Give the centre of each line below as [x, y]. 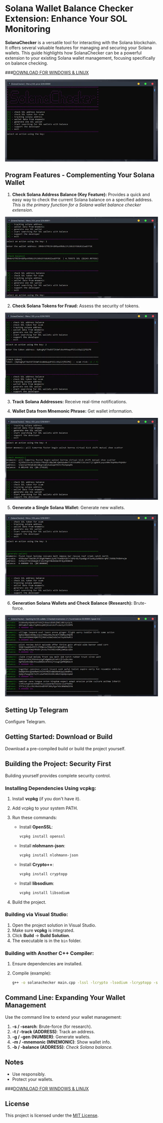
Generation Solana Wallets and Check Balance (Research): [72, 603]
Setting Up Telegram [37, 710]
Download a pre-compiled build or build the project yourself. [65, 748]
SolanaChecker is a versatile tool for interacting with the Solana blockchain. [81, 42]
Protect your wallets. [33, 1079]
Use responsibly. [29, 1074]
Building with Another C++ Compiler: [49, 953]
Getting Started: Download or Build [59, 737]
